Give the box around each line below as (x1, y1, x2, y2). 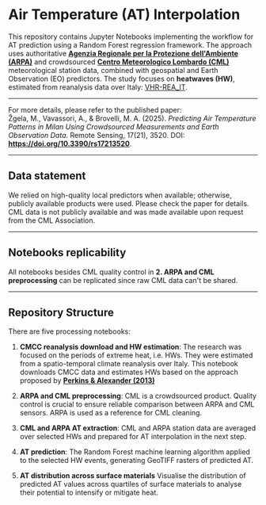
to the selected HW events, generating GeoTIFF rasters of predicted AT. (19, 456, 254, 465)
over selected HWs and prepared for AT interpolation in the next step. (19, 432, 247, 442)
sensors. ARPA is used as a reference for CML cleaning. (19, 408, 203, 418)
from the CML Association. (8, 216, 96, 225)
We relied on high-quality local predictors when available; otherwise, (8, 190, 232, 200)
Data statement (8, 169, 86, 183)
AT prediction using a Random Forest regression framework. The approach (8, 40, 252, 49)
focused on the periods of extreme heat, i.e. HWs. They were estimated (19, 350, 253, 360)
